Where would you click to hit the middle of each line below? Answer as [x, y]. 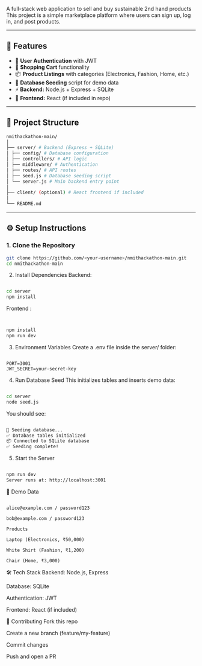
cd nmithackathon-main [35, 264]
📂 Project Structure [43, 123]
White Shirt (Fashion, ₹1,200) [45, 550]
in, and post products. [33, 21]
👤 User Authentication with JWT [56, 60]
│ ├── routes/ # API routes [41, 170]
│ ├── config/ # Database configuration [58, 153]
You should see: [26, 413]
